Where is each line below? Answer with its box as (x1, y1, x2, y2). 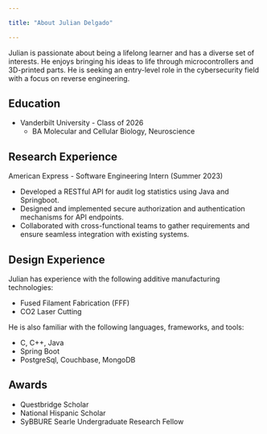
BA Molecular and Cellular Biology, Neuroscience (31, 126, 195, 137)
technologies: (8, 283, 54, 293)
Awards (8, 379, 48, 392)
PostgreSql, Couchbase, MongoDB (19, 355, 136, 365)
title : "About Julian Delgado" (8, 18, 113, 27)
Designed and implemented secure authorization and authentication (19, 204, 245, 214)
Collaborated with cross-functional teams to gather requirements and (19, 221, 250, 231)
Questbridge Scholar (19, 399, 89, 409)
